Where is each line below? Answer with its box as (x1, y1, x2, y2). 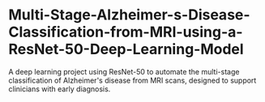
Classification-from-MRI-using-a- (8, 23, 243, 41)
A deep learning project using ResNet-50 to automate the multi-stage (8, 66, 240, 76)
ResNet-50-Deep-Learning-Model (8, 40, 245, 58)
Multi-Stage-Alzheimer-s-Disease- (8, 6, 250, 24)
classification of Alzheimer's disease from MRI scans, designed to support (8, 75, 257, 85)
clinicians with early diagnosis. (8, 83, 111, 94)
